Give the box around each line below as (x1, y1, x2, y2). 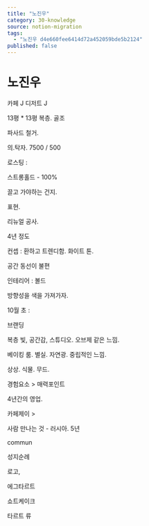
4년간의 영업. (7, 394, 43, 403)
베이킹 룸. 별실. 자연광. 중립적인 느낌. (7, 350, 107, 358)
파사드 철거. (7, 128, 40, 136)
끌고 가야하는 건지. (7, 187, 58, 196)
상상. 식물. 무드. (7, 365, 50, 373)
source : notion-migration (7, 23, 82, 30)
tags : (7, 29, 23, 37)
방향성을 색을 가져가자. (7, 291, 69, 299)
